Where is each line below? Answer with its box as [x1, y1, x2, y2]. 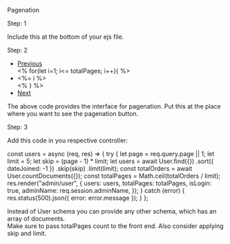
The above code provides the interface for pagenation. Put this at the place [7, 102, 221, 110]
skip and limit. [7, 229, 47, 237]
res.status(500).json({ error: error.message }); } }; [7, 194, 148, 202]
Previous [17, 59, 43, 68]
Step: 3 [7, 123, 28, 131]
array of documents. [7, 214, 66, 223]
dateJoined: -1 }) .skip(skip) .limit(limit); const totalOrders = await [7, 165, 193, 172]
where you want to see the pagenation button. [7, 110, 139, 118]
